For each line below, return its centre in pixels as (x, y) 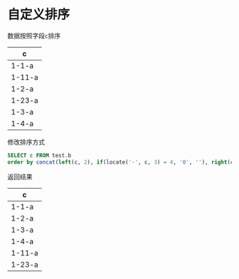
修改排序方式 (26, 142)
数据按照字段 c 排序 (34, 36)
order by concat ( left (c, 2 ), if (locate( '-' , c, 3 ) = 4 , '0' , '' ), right (117, 162)
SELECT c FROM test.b (39, 155)
